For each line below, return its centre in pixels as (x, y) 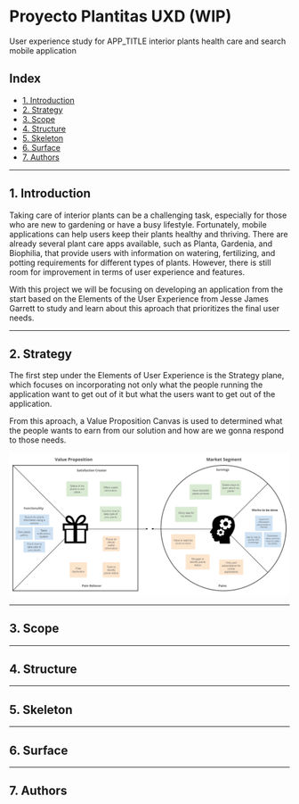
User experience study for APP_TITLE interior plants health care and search (148, 41)
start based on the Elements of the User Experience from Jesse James (139, 298)
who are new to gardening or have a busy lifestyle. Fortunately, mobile (138, 224)
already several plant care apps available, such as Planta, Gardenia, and (141, 244)
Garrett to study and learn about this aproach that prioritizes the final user (145, 308)
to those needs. (38, 440)
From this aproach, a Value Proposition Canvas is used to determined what (146, 421)
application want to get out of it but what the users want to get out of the (142, 394)
